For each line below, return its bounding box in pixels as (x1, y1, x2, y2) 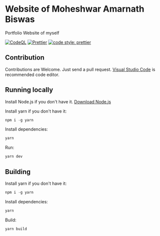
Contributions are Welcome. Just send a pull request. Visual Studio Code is (5, 66, 156, 72)
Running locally (5, 86, 53, 94)
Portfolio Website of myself (5, 30, 59, 36)
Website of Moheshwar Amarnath (5, 3, 144, 15)
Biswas (5, 14, 35, 25)
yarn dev (5, 154, 23, 159)
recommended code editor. (5, 72, 60, 78)
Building (5, 167, 31, 176)
